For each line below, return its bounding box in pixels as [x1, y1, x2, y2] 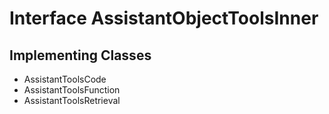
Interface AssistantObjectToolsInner [9, 7, 319, 30]
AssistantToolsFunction [23, 84, 121, 96]
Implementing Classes [9, 47, 152, 64]
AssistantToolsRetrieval [23, 95, 121, 106]
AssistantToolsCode [23, 73, 107, 85]
